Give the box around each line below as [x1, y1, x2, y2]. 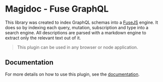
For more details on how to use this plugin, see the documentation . [5, 71, 140, 77]
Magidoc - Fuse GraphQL [5, 3, 109, 15]
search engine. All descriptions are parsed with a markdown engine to [5, 30, 146, 35]
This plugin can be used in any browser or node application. [17, 44, 139, 50]
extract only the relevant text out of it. [5, 35, 81, 41]
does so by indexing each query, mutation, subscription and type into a [5, 24, 148, 30]
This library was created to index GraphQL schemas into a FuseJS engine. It [5, 19, 158, 25]
